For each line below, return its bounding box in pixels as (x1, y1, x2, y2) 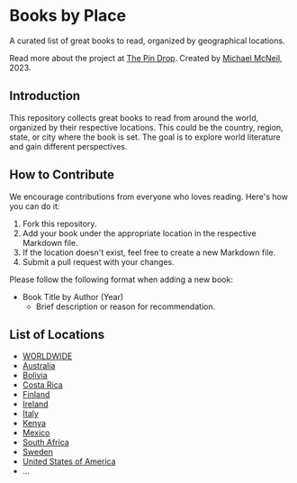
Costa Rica (22, 379, 63, 390)
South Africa (22, 437, 69, 448)
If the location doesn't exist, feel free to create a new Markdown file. (22, 247, 276, 258)
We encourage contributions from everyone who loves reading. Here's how (9, 191, 288, 202)
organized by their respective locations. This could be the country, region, (9, 122, 283, 132)
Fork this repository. (22, 218, 97, 229)
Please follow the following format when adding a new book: (9, 274, 234, 285)
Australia (22, 360, 56, 371)
